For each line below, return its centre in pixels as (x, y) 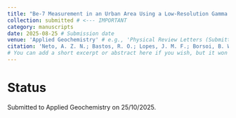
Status (27, 88)
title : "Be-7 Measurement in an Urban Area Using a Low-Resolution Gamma (118, 14)
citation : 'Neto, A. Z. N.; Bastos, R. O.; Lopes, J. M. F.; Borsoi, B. (116, 46)
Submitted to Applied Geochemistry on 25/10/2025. (82, 107)
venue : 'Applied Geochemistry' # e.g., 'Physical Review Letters (105, 40)
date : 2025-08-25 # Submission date (61, 33)
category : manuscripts (40, 27)
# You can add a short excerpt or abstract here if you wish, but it (111, 53)
